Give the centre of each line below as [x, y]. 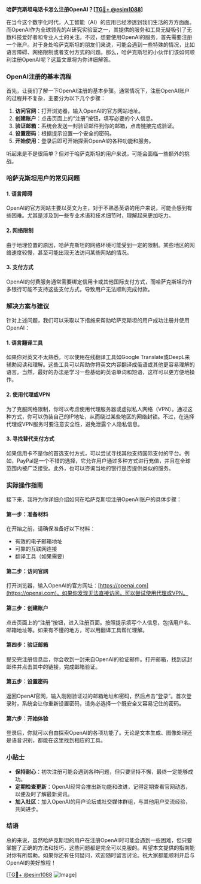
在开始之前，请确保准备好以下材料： [51, 529]
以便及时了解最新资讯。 [44, 794]
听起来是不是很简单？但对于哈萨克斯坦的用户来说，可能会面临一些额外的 [95, 154]
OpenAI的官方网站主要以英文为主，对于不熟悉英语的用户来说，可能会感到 [97, 208]
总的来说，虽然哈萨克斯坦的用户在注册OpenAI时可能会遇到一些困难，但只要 [99, 840]
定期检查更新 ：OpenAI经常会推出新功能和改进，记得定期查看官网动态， [103, 786]
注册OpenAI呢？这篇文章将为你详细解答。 [63, 60]
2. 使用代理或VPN [28, 394]
